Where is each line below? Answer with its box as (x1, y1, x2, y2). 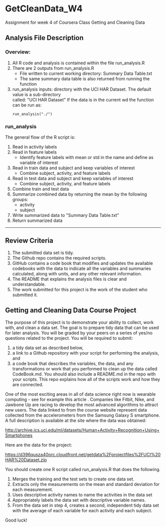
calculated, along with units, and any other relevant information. (12, 270, 142, 276)
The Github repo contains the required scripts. (12, 255, 107, 261)
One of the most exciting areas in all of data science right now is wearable (5, 391, 156, 397)
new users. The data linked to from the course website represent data (5, 407, 147, 413)
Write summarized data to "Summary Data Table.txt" (12, 212, 120, 218)
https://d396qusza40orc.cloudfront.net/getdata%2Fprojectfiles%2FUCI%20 (5, 451, 161, 457)
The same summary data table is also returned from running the (19, 75, 150, 82)
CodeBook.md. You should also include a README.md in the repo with (12, 371, 156, 377)
